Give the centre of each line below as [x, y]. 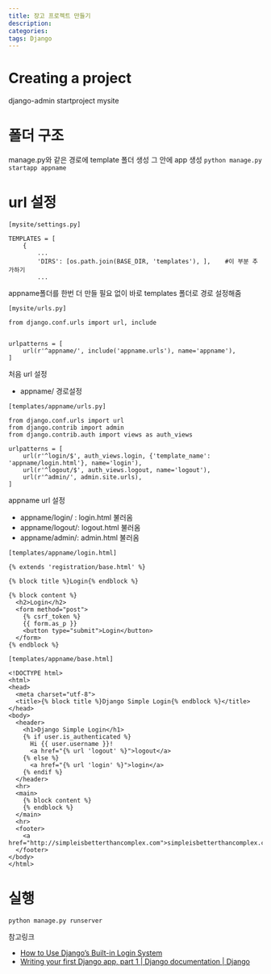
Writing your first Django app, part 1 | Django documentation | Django [135, 961]
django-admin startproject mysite [64, 101]
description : [30, 23]
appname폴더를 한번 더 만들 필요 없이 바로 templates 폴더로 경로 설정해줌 [125, 293]
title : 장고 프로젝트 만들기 [50, 16]
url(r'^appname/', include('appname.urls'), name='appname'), [129, 351]
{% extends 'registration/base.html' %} [77, 567]
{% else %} [41, 758]
